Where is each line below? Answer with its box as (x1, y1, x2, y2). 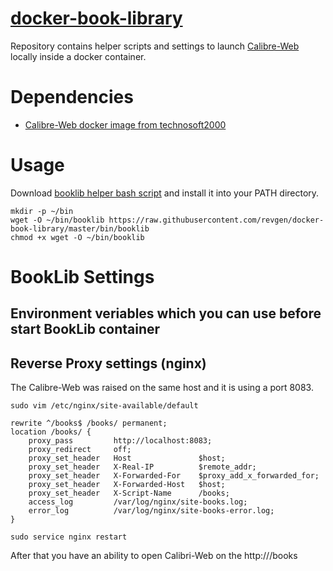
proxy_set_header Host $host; (28, 453, 226, 464)
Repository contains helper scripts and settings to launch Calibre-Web (10, 40, 300, 52)
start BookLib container (10, 321, 161, 338)
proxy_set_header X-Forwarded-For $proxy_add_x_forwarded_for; (28, 471, 320, 481)
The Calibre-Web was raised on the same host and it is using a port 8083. (10, 382, 314, 394)
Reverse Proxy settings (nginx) (10, 355, 207, 372)
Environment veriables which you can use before (10, 305, 322, 322)
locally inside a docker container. (10, 50, 147, 62)
